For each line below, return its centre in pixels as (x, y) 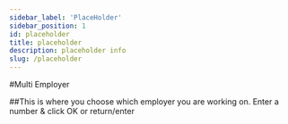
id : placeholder (39, 34)
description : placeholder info (68, 51)
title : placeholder (46, 42)
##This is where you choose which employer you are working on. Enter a (144, 102)
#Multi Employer (39, 84)
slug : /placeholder (46, 59)
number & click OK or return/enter (72, 111)
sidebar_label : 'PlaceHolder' (66, 17)
